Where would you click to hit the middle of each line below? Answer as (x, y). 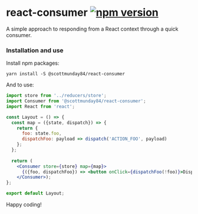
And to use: (20, 85)
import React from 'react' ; (41, 106)
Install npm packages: (33, 63)
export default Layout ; (35, 193)
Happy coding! (24, 205)
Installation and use (35, 50)
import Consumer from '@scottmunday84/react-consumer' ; (76, 101)
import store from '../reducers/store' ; (57, 96)
